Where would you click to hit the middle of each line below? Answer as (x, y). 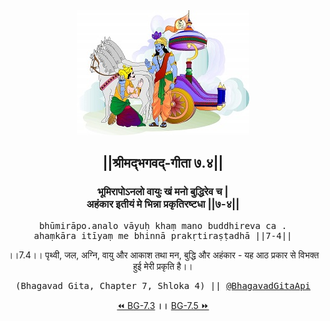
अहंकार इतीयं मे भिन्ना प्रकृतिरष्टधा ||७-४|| (163, 204)
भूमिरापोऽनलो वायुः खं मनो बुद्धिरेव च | (163, 192)
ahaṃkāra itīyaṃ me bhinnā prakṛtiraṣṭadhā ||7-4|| (163, 235)
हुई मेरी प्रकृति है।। (163, 266)
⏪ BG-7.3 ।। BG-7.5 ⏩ (163, 305)
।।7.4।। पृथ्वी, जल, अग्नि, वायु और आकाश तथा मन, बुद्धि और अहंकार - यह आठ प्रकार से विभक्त (163, 255)
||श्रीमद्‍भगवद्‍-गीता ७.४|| (163, 163)
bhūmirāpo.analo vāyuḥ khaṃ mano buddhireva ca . (163, 225)
